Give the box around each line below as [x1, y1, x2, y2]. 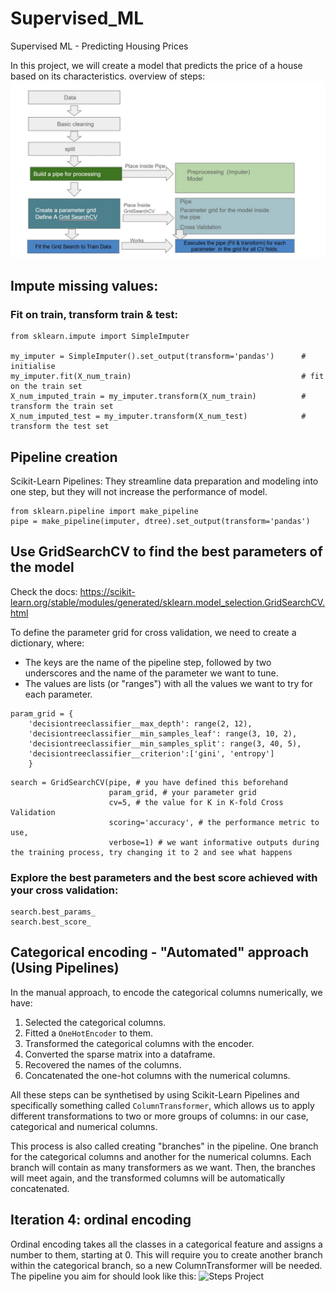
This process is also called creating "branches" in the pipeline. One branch [10, 1140, 319, 1152]
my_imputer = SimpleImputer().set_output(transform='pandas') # [10, 352, 307, 362]
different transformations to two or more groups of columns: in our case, [10, 1110, 309, 1122]
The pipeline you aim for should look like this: [10, 1270, 197, 1282]
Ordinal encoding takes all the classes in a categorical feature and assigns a [10, 1238, 323, 1250]
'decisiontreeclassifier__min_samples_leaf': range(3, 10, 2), [28, 728, 298, 739]
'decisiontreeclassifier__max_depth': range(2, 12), [28, 718, 253, 729]
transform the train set [10, 402, 114, 412]
